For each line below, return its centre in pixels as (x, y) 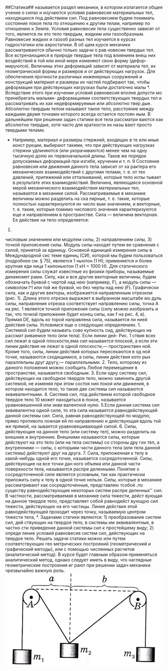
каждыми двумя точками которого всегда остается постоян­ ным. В (78, 114)
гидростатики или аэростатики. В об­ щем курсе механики (68, 44)
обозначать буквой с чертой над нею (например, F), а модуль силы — (81, 282)
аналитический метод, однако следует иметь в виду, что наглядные (78, 560)
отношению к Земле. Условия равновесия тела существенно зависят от (83, 29)
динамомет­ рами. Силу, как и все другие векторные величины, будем (81, 277)
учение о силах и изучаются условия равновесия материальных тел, (79, 13)
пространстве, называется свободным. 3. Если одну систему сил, (76, 373)
